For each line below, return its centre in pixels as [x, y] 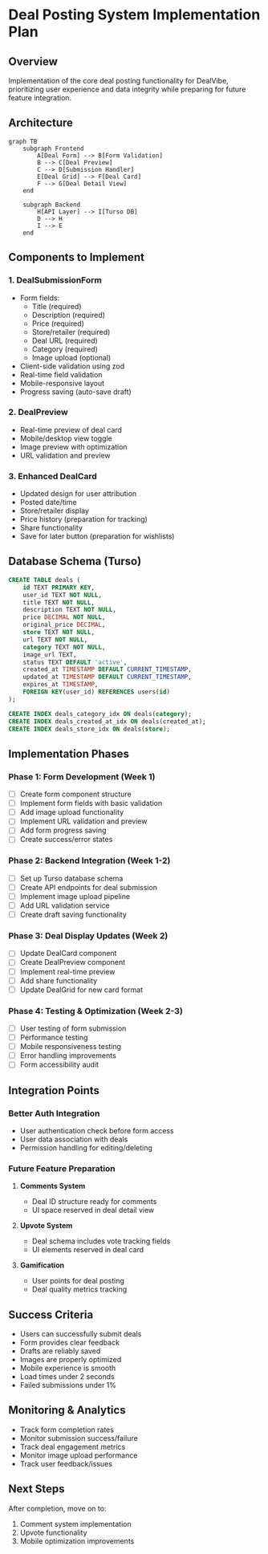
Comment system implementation [75, 1523]
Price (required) [58, 323]
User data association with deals [74, 1139]
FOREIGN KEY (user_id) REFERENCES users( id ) [97, 692]
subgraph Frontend [53, 148]
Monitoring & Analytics [67, 1410]
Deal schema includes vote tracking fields [101, 1241]
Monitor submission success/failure [79, 1438]
